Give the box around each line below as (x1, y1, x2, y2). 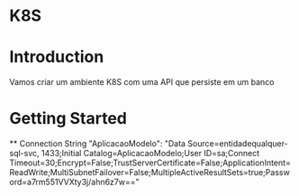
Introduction (9, 47, 104, 68)
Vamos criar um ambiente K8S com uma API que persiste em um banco (9, 77, 275, 88)
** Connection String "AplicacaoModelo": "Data (9, 138, 186, 149)
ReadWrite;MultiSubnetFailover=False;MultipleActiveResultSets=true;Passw (9, 167, 290, 178)
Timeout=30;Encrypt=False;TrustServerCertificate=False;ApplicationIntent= (9, 157, 291, 168)
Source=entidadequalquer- (187, 138, 288, 149)
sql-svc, (9, 148, 40, 159)
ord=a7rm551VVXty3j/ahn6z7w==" (9, 177, 140, 188)
